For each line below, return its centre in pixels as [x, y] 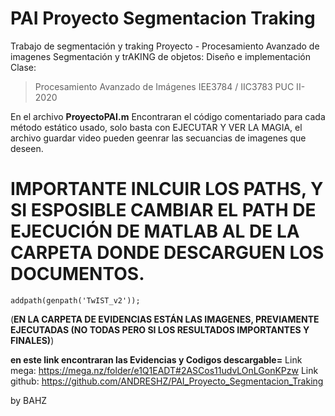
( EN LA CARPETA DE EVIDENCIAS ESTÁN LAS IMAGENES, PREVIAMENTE [165, 319]
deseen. [27, 148]
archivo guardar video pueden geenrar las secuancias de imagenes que [158, 138]
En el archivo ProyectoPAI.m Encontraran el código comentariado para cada [168, 116]
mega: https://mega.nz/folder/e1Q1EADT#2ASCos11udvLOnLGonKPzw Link [164, 370]
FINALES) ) [32, 340]
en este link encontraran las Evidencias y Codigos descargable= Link [156, 359]
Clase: [23, 67]
